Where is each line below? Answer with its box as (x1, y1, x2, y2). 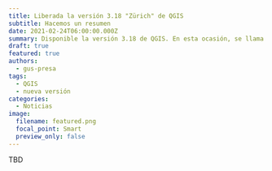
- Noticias (15, 102, 53, 110)
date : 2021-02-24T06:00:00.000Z (8, 27, 118, 35)
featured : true (8, 49, 60, 58)
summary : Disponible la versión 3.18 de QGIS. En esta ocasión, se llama (8, 34, 265, 43)
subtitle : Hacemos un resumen (8, 19, 112, 28)
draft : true (8, 42, 49, 50)
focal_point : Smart (15, 125, 82, 133)
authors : (8, 58, 38, 66)
